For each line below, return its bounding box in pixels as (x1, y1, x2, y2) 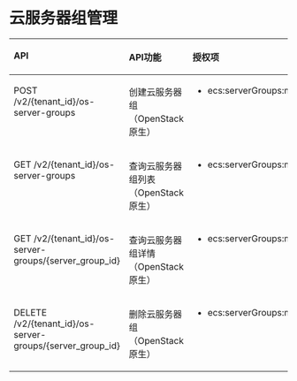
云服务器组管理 (9, 8, 118, 28)
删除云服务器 (128, 308, 183, 320)
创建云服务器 (128, 86, 183, 98)
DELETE (13, 306, 47, 318)
